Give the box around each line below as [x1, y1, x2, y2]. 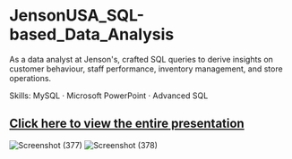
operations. [9, 72, 52, 83]
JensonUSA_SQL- [9, 5, 145, 26]
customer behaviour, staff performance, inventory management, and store [9, 63, 284, 74]
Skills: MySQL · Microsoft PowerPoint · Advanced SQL [9, 90, 209, 101]
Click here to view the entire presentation [9, 116, 245, 131]
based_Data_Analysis [9, 24, 175, 45]
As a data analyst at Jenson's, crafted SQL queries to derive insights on [9, 54, 273, 64]
